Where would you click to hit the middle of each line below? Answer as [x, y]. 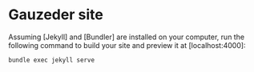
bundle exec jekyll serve [51, 60]
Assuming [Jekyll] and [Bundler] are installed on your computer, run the [127, 37]
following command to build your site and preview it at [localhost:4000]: [127, 45]
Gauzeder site [56, 15]
